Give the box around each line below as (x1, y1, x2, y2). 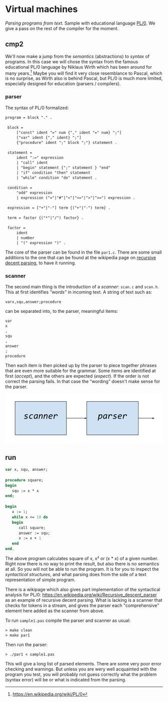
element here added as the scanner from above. (5, 608, 104, 614)
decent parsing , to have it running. (5, 260, 76, 266)
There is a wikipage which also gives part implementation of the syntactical (5, 587, 160, 593)
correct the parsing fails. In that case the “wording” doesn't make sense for (5, 379, 160, 384)
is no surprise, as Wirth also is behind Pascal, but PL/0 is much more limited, (5, 75, 163, 81)
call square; (18, 525, 46, 530)
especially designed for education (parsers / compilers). (5, 81, 121, 87)
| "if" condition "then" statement (16, 170, 91, 175)
